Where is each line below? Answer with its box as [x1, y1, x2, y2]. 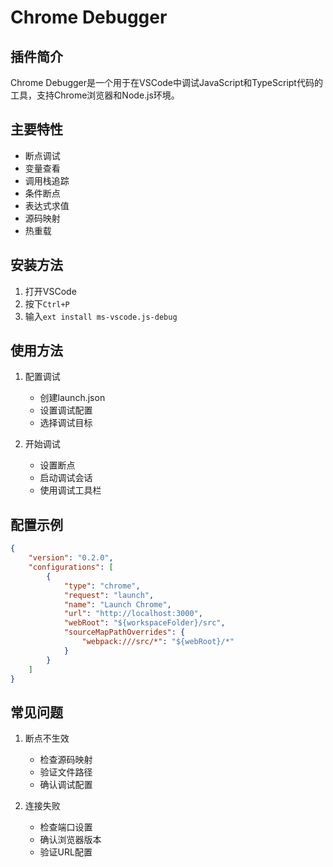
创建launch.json [39, 392, 106, 404]
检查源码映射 [39, 754, 93, 766]
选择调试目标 [39, 417, 93, 429]
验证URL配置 [39, 846, 93, 858]
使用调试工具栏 [39, 484, 102, 496]
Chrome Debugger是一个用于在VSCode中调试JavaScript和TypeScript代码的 [10, 77, 323, 88]
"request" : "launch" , [63, 590, 155, 600]
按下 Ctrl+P [24, 297, 70, 310]
